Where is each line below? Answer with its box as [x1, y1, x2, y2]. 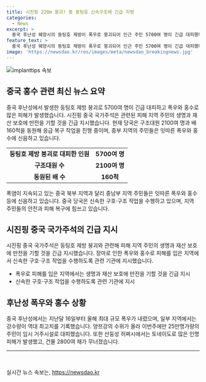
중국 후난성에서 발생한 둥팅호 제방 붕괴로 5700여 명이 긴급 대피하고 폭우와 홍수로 [6, 104, 199, 111]
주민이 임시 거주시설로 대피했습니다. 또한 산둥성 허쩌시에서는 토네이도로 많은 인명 [6, 330, 200, 338]
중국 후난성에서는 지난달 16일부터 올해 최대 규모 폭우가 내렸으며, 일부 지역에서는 [6, 315, 197, 323]
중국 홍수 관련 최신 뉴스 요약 [6, 86, 105, 97]
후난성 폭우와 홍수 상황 [6, 297, 87, 308]
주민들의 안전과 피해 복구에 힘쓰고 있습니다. [6, 205, 110, 212]
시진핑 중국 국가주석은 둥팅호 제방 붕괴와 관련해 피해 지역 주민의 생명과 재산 [6, 242, 186, 249]
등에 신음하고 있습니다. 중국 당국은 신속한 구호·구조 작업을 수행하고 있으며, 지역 [6, 197, 194, 204]
